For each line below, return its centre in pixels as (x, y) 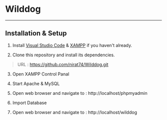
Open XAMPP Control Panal (41, 74)
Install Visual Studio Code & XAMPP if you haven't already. (72, 45)
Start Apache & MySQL (36, 83)
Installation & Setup (36, 33)
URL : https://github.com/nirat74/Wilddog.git (63, 64)
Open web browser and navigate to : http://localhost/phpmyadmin (80, 93)
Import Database (30, 103)
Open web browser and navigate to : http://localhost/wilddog (75, 112)
